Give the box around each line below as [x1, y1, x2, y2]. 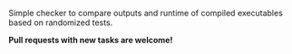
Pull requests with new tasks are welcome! [8, 35, 173, 45]
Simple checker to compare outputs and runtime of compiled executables [8, 8, 283, 18]
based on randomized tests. [8, 17, 113, 28]
